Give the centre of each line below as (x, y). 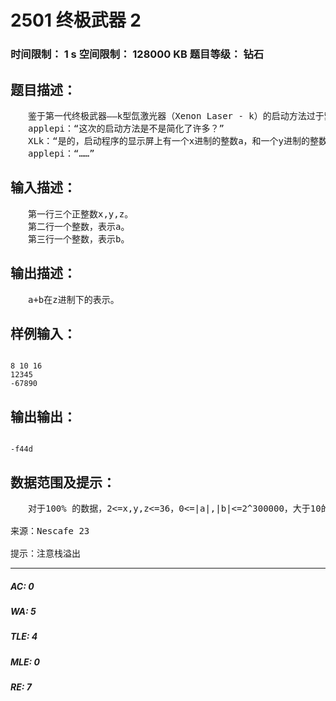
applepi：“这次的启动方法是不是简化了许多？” (126, 128)
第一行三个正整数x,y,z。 (80, 214)
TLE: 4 (24, 637)
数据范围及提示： (63, 482)
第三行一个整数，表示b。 (78, 239)
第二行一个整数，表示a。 (78, 226)
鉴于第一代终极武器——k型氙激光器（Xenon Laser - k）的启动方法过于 (176, 115)
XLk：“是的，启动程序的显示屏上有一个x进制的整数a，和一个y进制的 (168, 140)
